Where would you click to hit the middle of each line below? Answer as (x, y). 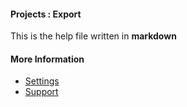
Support (41, 92)
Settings (42, 81)
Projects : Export (46, 14)
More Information (47, 59)
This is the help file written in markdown (93, 36)
